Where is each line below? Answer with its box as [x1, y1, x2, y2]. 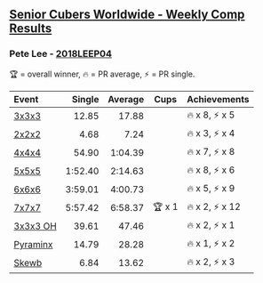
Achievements [186, 93, 250, 105]
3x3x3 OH [13, 220, 58, 232]
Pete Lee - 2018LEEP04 [9, 48, 113, 61]
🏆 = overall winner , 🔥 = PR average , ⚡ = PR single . [9, 69, 195, 79]
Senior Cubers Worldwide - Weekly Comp [9, 7, 245, 22]
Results [9, 21, 52, 36]
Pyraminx [13, 239, 53, 251]
